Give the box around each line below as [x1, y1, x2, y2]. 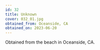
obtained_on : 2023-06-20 [5, 26, 57, 31]
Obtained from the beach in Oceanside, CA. [5, 39, 95, 45]
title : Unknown [5, 12, 37, 17]
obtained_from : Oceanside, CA [5, 21, 68, 26]
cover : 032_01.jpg [5, 16, 43, 21]
